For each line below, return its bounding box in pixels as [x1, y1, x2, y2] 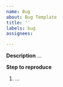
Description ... [6, 52, 42, 59]
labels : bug [6, 25, 36, 31]
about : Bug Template [6, 14, 58, 20]
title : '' [6, 20, 31, 25]
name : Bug [6, 8, 31, 15]
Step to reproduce [6, 63, 52, 71]
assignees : [6, 31, 33, 37]
